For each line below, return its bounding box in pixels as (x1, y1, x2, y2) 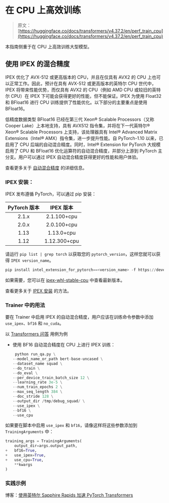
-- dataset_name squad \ (12, 361, 63, 366)
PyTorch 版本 (8, 204, 40, 211)
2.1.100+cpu (46, 213, 77, 220)
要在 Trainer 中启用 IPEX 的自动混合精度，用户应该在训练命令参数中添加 (5, 314, 153, 320)
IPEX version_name (11, 258, 49, 263)
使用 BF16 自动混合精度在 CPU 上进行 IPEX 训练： (12, 342, 116, 348)
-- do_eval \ (12, 371, 38, 376)
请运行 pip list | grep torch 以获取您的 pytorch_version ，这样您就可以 (5, 251, 156, 257)
